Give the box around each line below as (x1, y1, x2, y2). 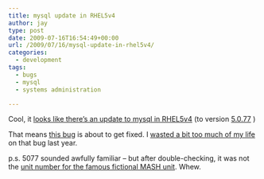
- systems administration (15, 85, 102, 94)
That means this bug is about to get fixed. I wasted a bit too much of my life (8, 130, 256, 139)
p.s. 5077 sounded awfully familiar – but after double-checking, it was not (8, 154, 250, 163)
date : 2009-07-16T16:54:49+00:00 (8, 33, 119, 42)
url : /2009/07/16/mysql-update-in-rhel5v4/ (8, 41, 155, 49)
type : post (8, 26, 45, 34)
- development (15, 56, 62, 64)
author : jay (8, 19, 48, 27)
